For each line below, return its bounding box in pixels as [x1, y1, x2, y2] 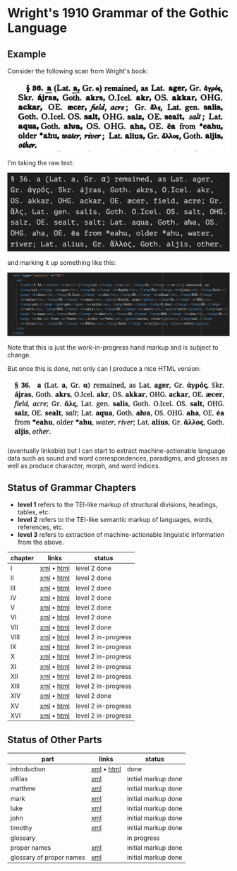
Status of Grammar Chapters [7, 482, 137, 494]
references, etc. [17, 523, 64, 531]
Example [7, 48, 47, 60]
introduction [10, 764, 46, 773]
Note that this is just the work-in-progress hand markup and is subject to [7, 343, 219, 352]
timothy [10, 824, 33, 832]
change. [7, 351, 32, 360]
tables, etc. [17, 508, 51, 516]
